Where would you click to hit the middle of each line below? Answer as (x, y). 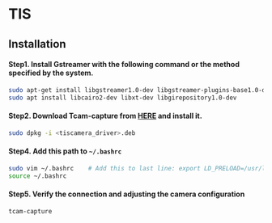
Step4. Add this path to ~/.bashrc (65, 151)
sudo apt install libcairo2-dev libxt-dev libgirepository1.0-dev (123, 98)
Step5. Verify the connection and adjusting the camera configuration (127, 194)
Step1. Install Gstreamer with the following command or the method (124, 65)
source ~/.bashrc (38, 176)
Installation (37, 44)
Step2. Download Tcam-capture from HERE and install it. (105, 116)
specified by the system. (51, 73)
